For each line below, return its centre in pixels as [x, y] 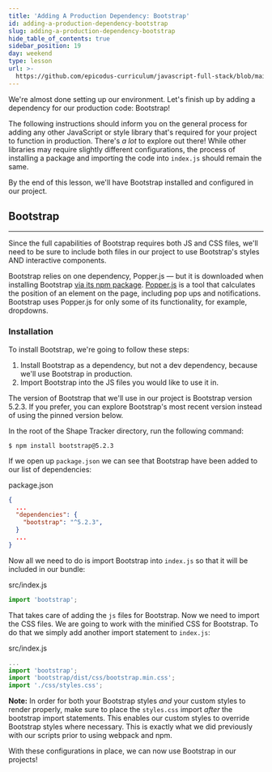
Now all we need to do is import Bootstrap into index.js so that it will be [128, 561]
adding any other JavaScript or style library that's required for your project [133, 132]
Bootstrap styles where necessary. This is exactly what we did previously [131, 727]
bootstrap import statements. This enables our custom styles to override [129, 719]
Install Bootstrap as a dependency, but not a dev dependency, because [139, 365]
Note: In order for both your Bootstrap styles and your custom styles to [127, 701]
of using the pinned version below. [66, 415]
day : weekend [30, 53]
